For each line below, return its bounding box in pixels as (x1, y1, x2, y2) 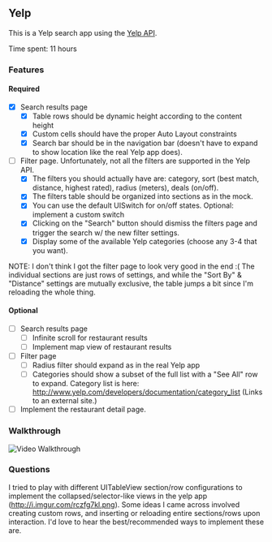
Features (8, 64, 45, 75)
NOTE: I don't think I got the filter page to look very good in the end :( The (8, 261, 256, 271)
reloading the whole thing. (8, 287, 96, 297)
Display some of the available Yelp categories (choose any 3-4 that (32, 236, 257, 246)
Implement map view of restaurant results (32, 342, 172, 351)
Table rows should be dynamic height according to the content (32, 111, 242, 121)
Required (8, 84, 41, 94)
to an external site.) (32, 396, 97, 406)
